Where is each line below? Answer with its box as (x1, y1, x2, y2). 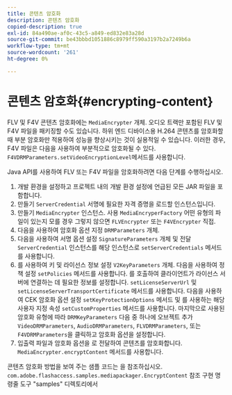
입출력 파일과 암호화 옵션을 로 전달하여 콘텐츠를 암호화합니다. (17, 339, 183, 347)
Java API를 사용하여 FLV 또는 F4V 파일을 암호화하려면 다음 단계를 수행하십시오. (7, 168, 224, 176)
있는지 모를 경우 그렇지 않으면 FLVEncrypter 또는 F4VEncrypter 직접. (30, 217, 216, 225)
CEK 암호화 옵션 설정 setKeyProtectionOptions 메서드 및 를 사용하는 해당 (24, 295, 225, 303)
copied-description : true (7, 23, 82, 30)
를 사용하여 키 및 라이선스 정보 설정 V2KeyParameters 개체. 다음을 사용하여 (17, 260, 217, 268)
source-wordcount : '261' (7, 49, 79, 56)
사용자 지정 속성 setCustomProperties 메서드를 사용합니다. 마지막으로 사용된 (17, 304, 225, 312)
